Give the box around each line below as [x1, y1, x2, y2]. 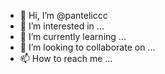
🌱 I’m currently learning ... [19, 31, 127, 42]
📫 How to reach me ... [19, 53, 113, 64]
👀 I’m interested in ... [19, 20, 105, 32]
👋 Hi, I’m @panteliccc [19, 10, 108, 21]
